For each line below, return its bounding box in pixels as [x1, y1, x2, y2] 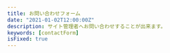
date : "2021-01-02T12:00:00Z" [7, 17, 95, 23]
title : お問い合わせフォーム [7, 10, 81, 17]
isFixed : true [7, 36, 49, 43]
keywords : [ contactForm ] [7, 29, 79, 36]
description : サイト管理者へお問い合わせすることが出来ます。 [7, 23, 167, 30]
